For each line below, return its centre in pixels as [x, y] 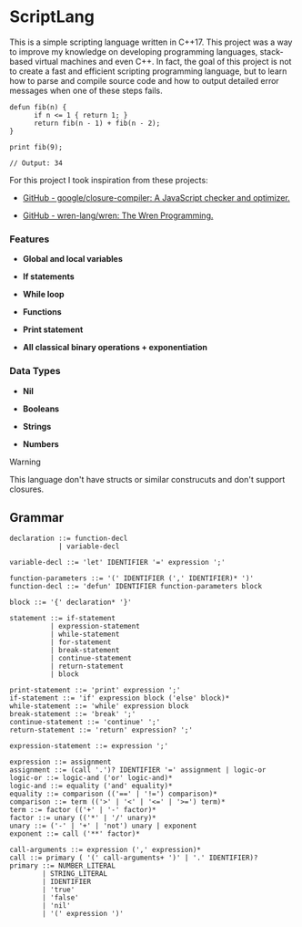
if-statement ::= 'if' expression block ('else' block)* [120, 698]
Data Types [35, 371]
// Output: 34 [36, 163]
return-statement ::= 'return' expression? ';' [101, 730]
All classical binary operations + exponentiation [115, 348]
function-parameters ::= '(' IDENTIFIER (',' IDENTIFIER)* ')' [132, 578]
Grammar [37, 517]
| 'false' [60, 898]
